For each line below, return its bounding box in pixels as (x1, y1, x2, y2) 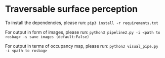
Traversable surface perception (5, 3, 138, 15)
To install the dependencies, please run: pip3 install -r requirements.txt (5, 20, 159, 26)
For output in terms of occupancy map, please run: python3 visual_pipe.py (5, 43, 159, 49)
